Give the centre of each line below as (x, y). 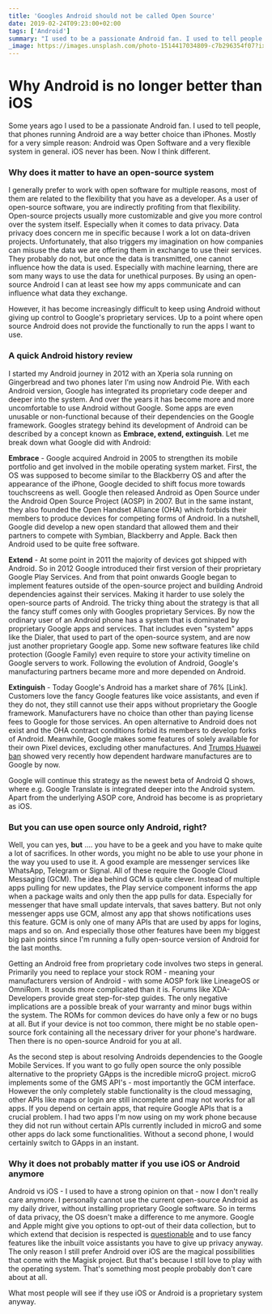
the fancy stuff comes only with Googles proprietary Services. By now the (132, 611)
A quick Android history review (71, 355)
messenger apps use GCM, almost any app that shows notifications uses (130, 913)
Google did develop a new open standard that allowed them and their (123, 526)
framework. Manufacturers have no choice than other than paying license (131, 712)
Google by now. (34, 764)
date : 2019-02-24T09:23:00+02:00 (65, 23)
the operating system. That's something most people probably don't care (130, 1269)
